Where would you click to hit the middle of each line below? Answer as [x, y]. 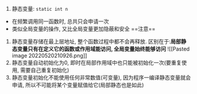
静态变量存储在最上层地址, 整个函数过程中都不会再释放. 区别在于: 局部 [96, 41]
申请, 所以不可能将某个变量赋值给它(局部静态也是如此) [78, 85]
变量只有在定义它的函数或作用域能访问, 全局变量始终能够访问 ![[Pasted [103, 49]
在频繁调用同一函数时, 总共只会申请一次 [60, 21]
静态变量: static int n [40, 9]
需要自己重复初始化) [45, 70]
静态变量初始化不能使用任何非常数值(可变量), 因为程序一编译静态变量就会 [101, 77]
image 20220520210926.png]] [49, 56]
